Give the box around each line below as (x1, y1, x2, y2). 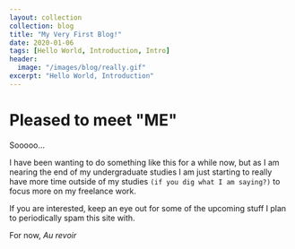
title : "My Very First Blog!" (9, 30, 123, 39)
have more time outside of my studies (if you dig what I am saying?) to (9, 176, 281, 186)
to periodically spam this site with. (9, 212, 136, 223)
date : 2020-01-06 (9, 38, 74, 47)
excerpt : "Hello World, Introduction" (9, 72, 154, 81)
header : (9, 55, 39, 64)
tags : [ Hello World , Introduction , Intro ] (9, 47, 170, 56)
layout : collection (9, 13, 82, 22)
